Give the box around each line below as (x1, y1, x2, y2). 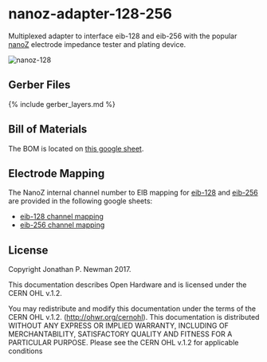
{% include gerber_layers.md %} (8, 99, 116, 108)
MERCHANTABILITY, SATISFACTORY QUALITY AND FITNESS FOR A (8, 329, 233, 339)
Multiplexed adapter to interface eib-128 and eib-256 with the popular (8, 31, 238, 41)
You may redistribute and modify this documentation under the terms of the (8, 304, 257, 313)
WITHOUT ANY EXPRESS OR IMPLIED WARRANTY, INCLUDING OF (8, 321, 229, 331)
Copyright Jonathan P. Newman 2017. (8, 265, 132, 274)
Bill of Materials (8, 123, 88, 136)
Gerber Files (8, 78, 71, 92)
